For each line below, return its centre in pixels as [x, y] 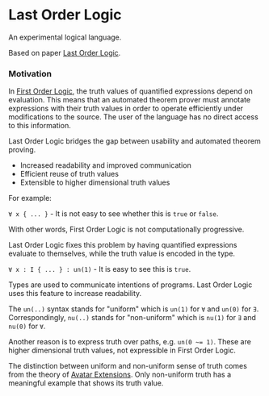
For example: [30, 198]
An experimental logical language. [65, 37]
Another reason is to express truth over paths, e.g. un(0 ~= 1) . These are [130, 342]
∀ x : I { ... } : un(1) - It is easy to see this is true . [100, 269]
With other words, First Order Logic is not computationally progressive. [126, 229]
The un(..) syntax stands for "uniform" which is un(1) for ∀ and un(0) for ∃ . [134, 309]
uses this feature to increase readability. [75, 294]
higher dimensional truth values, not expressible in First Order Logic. [122, 350]
